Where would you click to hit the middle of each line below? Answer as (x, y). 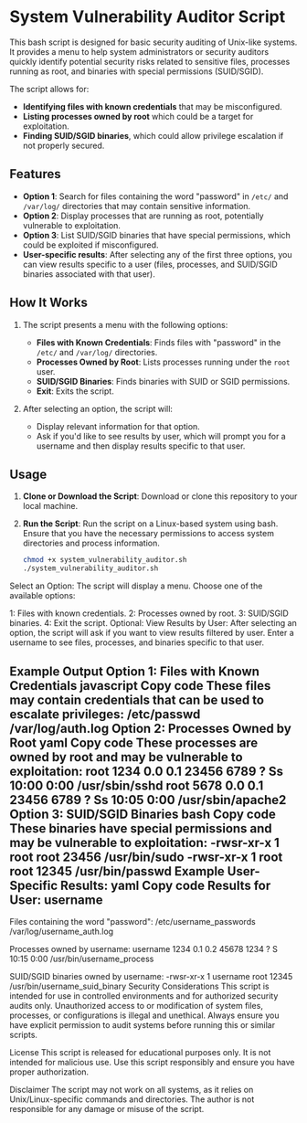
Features (35, 174)
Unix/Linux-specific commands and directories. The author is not (132, 1099)
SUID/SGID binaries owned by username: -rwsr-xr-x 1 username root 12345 (151, 976)
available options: (42, 596)
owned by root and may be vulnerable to (127, 757)
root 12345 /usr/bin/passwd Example (117, 871)
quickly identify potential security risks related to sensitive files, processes (150, 61)
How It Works (49, 303)
